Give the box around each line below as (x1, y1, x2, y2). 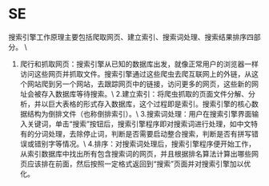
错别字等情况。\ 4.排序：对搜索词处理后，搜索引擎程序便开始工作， (34, 139, 256, 148)
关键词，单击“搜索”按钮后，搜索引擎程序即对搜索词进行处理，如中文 (26, 119, 251, 129)
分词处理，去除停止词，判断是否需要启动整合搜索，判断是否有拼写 (34, 129, 252, 138)
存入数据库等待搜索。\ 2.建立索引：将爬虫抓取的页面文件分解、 (41, 89, 249, 98)
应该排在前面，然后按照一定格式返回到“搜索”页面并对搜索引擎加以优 (26, 159, 251, 168)
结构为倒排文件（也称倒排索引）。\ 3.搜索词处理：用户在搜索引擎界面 (26, 109, 252, 118)
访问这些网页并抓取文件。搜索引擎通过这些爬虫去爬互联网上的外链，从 (19, 69, 252, 78)
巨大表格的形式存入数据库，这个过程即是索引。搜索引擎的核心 (47, 99, 252, 109)
